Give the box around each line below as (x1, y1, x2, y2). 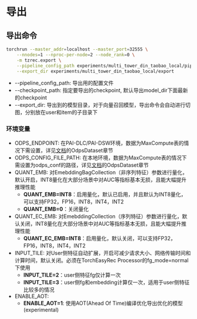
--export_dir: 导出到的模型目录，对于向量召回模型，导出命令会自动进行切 (14, 101, 191, 108)
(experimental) (23, 306, 59, 313)
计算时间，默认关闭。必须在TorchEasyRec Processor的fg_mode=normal (14, 256, 189, 264)
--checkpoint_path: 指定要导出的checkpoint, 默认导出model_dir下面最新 (14, 87, 188, 94)
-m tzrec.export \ (16, 57, 62, 63)
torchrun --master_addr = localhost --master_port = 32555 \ (6, 46, 148, 52)
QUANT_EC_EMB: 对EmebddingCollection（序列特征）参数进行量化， (14, 212, 183, 220)
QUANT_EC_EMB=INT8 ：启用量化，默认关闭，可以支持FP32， (23, 235, 176, 242)
